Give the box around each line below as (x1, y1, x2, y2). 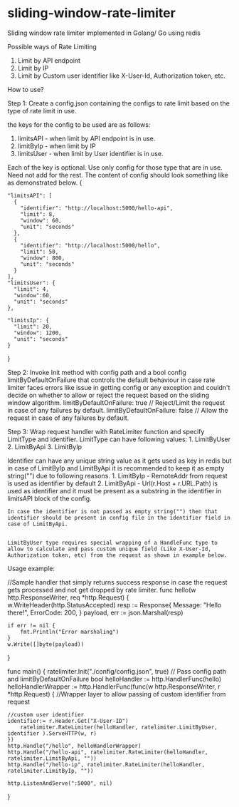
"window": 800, (20, 255, 65, 262)
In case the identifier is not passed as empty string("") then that (7, 508, 218, 515)
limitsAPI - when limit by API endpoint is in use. (17, 134, 156, 143)
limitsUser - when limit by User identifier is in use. (17, 149, 164, 158)
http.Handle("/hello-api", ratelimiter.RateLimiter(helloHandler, (7, 749, 208, 756)
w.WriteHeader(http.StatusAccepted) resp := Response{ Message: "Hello (7, 600, 222, 609)
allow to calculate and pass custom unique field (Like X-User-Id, (7, 545, 212, 552)
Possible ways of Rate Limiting (7, 42, 97, 51)
